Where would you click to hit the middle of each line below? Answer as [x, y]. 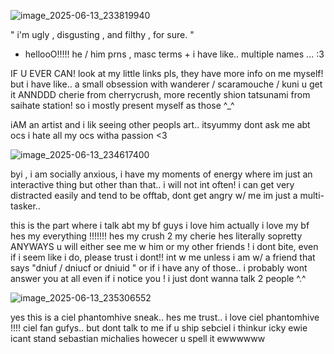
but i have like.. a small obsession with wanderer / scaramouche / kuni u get [166, 84]
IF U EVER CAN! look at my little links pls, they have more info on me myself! [167, 73]
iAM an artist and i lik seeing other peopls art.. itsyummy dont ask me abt [160, 124]
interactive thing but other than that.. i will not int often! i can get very [152, 184]
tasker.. [25, 206]
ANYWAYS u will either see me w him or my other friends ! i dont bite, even [164, 246]
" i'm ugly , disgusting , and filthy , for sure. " [102, 34]
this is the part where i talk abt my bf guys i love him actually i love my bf [160, 225]
